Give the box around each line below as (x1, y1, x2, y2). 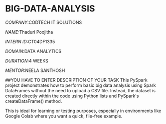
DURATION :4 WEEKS (5, 58, 48, 63)
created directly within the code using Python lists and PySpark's (5, 93, 139, 99)
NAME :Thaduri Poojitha (5, 29, 53, 35)
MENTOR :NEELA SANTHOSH (5, 67, 65, 73)
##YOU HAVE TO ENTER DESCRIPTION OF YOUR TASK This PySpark (5, 77, 148, 83)
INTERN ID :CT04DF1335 (5, 38, 55, 45)
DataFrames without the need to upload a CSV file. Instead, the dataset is (5, 87, 156, 93)
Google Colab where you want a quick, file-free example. (5, 113, 123, 119)
